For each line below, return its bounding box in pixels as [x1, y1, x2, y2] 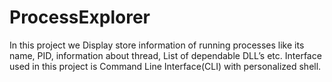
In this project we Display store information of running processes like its [9, 39, 305, 51]
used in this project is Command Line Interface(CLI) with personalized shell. [9, 60, 322, 72]
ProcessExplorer [9, 6, 151, 29]
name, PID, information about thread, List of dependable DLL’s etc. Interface [9, 49, 322, 61]
